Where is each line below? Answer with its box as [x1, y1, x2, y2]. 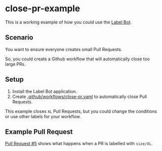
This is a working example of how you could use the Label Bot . [5, 19, 132, 25]
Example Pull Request [5, 127, 73, 136]
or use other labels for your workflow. [5, 113, 81, 119]
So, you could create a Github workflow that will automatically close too [5, 56, 150, 62]
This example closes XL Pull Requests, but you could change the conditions [5, 108, 157, 114]
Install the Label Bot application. [12, 88, 77, 94]
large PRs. [5, 61, 26, 67]
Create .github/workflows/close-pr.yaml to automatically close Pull [12, 94, 147, 100]
